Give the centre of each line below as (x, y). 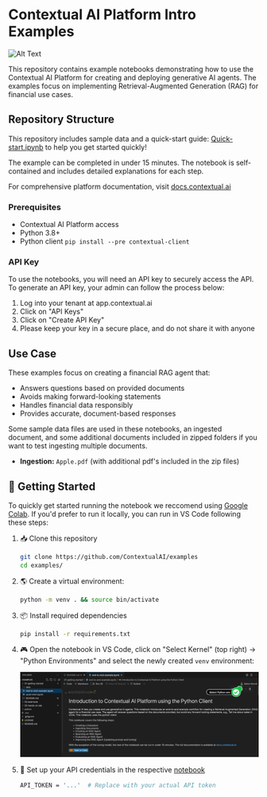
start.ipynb (26, 147)
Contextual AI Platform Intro (102, 15)
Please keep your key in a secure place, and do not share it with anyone (137, 329)
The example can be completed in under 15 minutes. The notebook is (121, 162)
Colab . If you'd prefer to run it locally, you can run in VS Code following (124, 514)
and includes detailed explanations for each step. (123, 171)
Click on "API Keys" (52, 311)
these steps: (29, 522)
